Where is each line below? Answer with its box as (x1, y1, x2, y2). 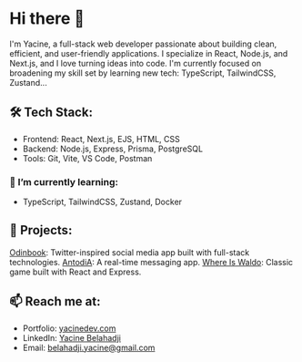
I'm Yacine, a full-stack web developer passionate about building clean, (9, 38, 277, 49)
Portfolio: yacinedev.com (22, 323, 116, 334)
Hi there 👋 (9, 8, 85, 29)
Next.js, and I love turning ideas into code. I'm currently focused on (9, 57, 262, 68)
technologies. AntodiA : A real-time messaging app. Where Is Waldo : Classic (9, 256, 294, 267)
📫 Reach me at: (9, 294, 101, 309)
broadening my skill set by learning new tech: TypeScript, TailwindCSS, (9, 67, 277, 78)
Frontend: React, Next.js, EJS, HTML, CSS (22, 133, 180, 144)
